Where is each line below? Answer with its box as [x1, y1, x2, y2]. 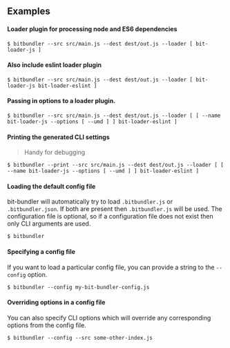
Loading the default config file [7, 182, 96, 190]
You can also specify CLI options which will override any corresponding [7, 313, 211, 322]
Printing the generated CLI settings [7, 133, 111, 141]
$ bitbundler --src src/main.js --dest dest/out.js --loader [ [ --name [7, 112, 221, 119]
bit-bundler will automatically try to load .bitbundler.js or [7, 197, 173, 206]
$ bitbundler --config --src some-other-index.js [7, 334, 153, 341]
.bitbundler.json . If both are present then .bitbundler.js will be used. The [7, 205, 222, 213]
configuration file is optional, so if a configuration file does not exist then [7, 212, 214, 221]
